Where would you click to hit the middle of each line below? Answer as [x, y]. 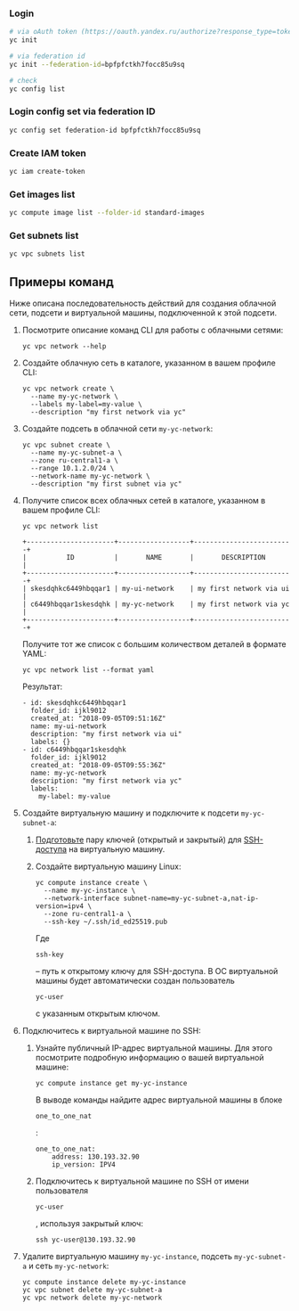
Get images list [42, 194]
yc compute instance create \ [92, 883]
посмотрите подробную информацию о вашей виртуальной [149, 1058]
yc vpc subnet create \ [66, 445]
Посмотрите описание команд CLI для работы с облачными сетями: [153, 330]
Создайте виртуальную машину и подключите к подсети [130, 813]
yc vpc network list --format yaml [88, 670]
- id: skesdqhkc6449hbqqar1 [74, 703]
